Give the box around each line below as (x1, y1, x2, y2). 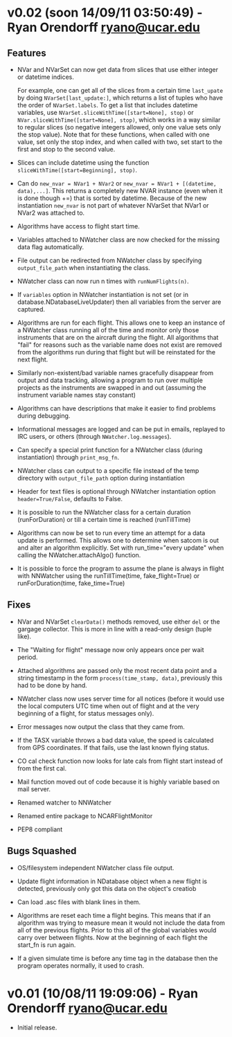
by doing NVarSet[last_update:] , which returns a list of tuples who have (17, 93, 223, 102)
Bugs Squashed (7, 845, 77, 857)
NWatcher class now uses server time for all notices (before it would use (17, 694, 225, 703)
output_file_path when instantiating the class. (17, 264, 150, 271)
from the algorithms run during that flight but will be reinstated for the (17, 348, 216, 356)
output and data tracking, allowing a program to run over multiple (17, 376, 203, 384)
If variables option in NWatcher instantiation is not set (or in (17, 291, 189, 298)
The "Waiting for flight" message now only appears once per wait (17, 645, 204, 653)
